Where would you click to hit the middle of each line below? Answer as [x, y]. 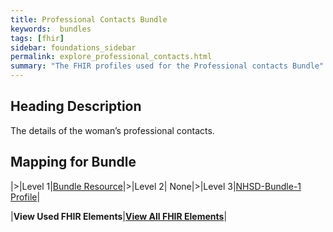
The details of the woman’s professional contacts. [112, 130]
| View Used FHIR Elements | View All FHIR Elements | [119, 216]
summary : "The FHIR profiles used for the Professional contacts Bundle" [167, 66]
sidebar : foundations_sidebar [73, 47]
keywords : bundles [51, 29]
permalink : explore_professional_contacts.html [111, 57]
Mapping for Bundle [73, 162]
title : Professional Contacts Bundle [89, 19]
